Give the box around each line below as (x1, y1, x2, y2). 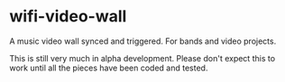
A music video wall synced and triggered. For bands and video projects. (9, 36, 277, 46)
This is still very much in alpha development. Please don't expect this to (9, 53, 276, 63)
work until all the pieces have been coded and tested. (9, 62, 208, 73)
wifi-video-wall (9, 6, 127, 27)
